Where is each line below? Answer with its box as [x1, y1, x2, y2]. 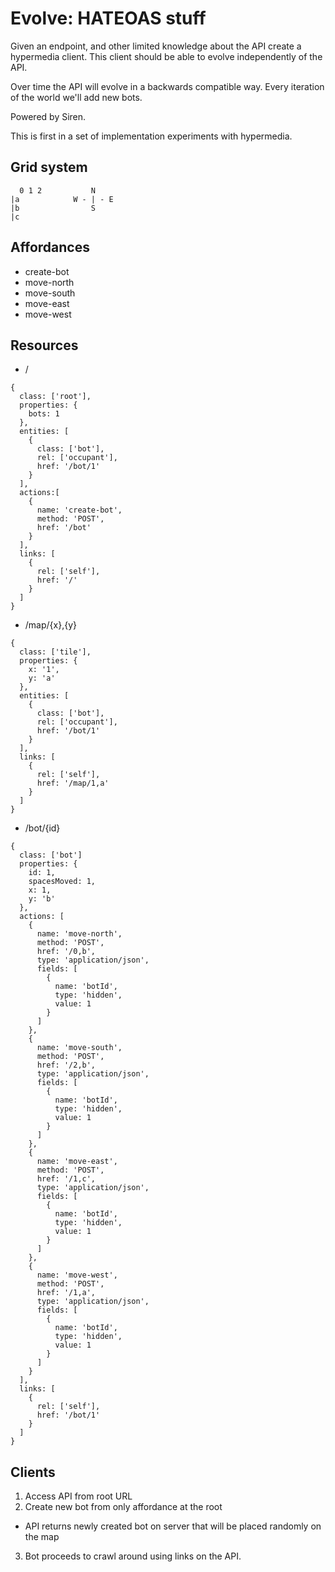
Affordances [10, 239, 90, 256]
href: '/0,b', [36, 947, 97, 957]
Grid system [10, 159, 88, 176]
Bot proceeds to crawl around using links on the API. [24, 1550, 242, 1562]
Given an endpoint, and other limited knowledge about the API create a [10, 40, 302, 52]
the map [24, 1531, 60, 1543]
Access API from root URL [24, 1490, 133, 1502]
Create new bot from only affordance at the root [24, 1501, 223, 1513]
